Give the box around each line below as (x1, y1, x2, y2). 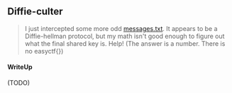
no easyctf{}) (24, 46, 64, 55)
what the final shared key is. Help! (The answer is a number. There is (24, 39, 226, 48)
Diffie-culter (7, 6, 63, 18)
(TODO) (7, 79, 31, 87)
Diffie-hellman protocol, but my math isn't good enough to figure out (24, 32, 225, 40)
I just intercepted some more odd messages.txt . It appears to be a (24, 24, 218, 32)
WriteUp (7, 63, 33, 71)
